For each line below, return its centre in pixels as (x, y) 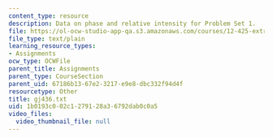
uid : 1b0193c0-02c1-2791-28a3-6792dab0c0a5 (83, 106)
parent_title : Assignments (54, 69)
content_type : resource (49, 16)
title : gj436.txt (38, 99)
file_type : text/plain (47, 39)
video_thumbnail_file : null (63, 122)
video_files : (30, 114)
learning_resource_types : (52, 46)
